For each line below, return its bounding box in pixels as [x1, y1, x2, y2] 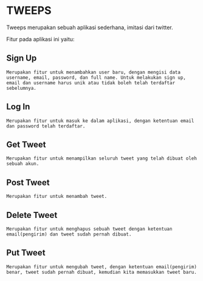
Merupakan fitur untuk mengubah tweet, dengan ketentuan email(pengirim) [6, 263, 198, 270]
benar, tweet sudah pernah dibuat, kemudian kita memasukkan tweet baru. [6, 269, 198, 275]
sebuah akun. [6, 161, 40, 167]
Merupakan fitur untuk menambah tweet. [6, 194, 108, 200]
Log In [6, 101, 30, 112]
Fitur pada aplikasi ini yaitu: [6, 35, 75, 42]
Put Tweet [6, 248, 46, 258]
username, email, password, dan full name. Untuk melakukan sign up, [6, 74, 187, 81]
